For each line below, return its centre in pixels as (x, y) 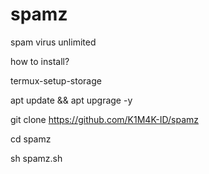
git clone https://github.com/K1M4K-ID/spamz (105, 119)
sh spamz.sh (36, 158)
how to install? (40, 61)
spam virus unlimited (53, 42)
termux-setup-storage (56, 80)
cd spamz (31, 139)
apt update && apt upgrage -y (71, 100)
